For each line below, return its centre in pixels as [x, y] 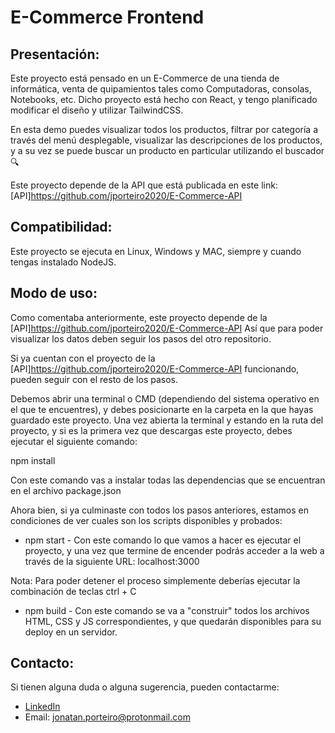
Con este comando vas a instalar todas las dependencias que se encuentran [168, 480]
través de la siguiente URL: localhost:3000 [112, 561]
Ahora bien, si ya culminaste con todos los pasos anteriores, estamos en [159, 510]
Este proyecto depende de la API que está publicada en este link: [144, 185]
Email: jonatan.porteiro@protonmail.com [107, 717]
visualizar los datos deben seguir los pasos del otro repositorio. [141, 338]
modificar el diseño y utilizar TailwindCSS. [97, 110]
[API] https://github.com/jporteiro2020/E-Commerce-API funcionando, [155, 368]
